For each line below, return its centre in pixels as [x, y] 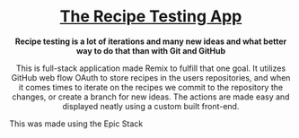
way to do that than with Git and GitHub [151, 50]
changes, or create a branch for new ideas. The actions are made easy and [151, 97]
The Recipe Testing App [151, 17]
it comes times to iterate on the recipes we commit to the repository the [151, 87]
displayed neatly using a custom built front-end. [151, 106]
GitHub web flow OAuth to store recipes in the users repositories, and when [151, 77]
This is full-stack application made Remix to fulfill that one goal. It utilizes [151, 68]
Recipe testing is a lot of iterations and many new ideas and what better [151, 41]
